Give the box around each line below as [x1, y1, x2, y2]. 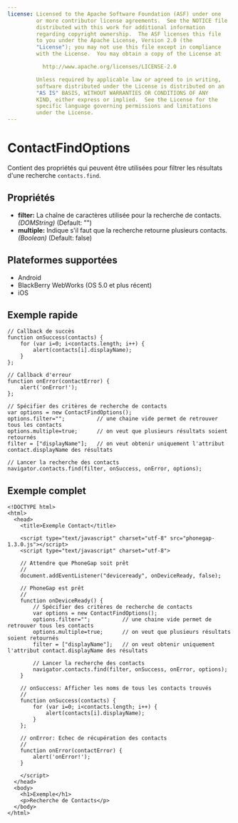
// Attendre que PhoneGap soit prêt [20, 560, 130, 567]
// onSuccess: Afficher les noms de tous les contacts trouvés [20, 685, 212, 692]
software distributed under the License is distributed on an [36, 83, 224, 90]
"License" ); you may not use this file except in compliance [36, 44, 222, 51]
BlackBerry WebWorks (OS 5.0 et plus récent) [17, 281, 152, 289]
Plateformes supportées [7, 254, 118, 266]
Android [17, 273, 41, 282]
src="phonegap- [170, 535, 215, 542]
